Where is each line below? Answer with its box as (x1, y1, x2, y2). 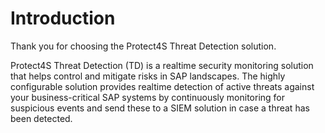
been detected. (10, 112, 73, 124)
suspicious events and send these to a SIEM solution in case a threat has (10, 102, 310, 114)
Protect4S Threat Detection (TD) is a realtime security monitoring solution (10, 59, 314, 71)
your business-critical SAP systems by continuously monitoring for (10, 91, 286, 103)
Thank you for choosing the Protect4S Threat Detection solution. (10, 40, 277, 52)
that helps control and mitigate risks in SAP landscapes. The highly (10, 70, 286, 82)
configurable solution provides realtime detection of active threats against (10, 80, 315, 92)
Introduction (10, 7, 116, 30)
